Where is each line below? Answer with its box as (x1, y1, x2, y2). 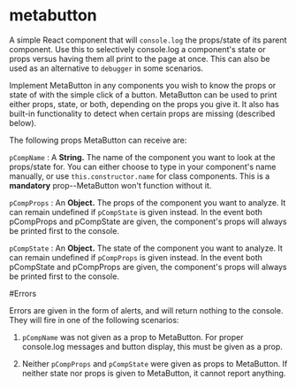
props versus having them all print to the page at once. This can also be (9, 53, 270, 64)
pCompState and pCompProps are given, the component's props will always (9, 261, 287, 272)
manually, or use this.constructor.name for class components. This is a (9, 170, 270, 182)
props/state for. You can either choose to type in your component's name (9, 161, 277, 172)
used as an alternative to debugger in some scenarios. (9, 63, 203, 74)
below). (9, 117, 37, 128)
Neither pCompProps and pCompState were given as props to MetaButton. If (21, 358, 288, 368)
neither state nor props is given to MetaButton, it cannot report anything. (21, 368, 286, 378)
